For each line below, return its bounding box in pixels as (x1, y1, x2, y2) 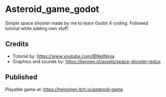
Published (5, 73, 38, 81)
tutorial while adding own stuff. (5, 25, 69, 31)
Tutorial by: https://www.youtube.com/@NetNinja (12, 53, 114, 59)
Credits (5, 40, 29, 48)
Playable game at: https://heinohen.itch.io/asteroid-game (5, 86, 123, 92)
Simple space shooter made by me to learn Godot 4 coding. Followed (5, 20, 148, 26)
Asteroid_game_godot (5, 3, 99, 15)
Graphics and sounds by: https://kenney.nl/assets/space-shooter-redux (12, 58, 161, 64)
